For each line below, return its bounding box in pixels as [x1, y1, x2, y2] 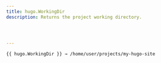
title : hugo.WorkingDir [6, 8, 65, 15]
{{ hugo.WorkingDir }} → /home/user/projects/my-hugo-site [6, 51, 156, 57]
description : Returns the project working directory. [6, 14, 143, 20]
